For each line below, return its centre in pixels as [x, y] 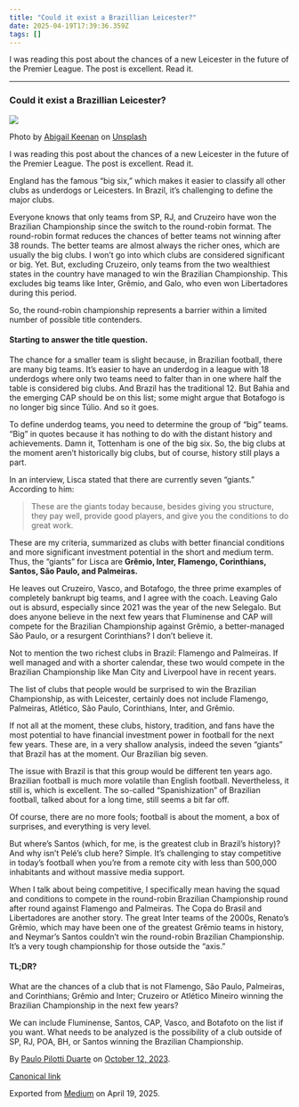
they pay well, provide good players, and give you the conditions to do [160, 516]
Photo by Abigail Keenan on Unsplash [78, 136]
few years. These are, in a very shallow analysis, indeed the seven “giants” [146, 744]
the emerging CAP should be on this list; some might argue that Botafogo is [147, 397]
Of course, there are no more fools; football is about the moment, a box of [145, 816]
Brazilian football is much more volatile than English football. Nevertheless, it [149, 781]
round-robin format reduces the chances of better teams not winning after [145, 235]
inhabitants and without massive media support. [97, 872]
